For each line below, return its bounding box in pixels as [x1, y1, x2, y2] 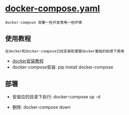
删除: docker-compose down [12, 104, 71, 110]
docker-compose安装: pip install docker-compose [12, 64, 114, 70]
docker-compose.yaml [5, 3, 100, 14]
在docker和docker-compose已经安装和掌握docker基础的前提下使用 [5, 48, 125, 54]
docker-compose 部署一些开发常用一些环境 [5, 20, 82, 25]
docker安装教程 [12, 58, 44, 64]
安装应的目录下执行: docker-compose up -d [12, 93, 101, 99]
